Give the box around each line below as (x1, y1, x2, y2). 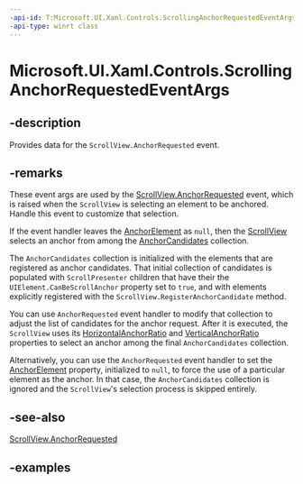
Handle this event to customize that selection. (9, 208, 179, 219)
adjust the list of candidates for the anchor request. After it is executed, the (9, 318, 289, 329)
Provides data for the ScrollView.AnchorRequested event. (9, 139, 220, 150)
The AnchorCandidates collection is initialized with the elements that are (9, 253, 273, 264)
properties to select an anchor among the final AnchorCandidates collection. (9, 337, 289, 348)
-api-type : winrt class (9, 22, 99, 31)
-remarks (9, 165, 63, 180)
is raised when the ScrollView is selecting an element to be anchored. (9, 199, 269, 210)
